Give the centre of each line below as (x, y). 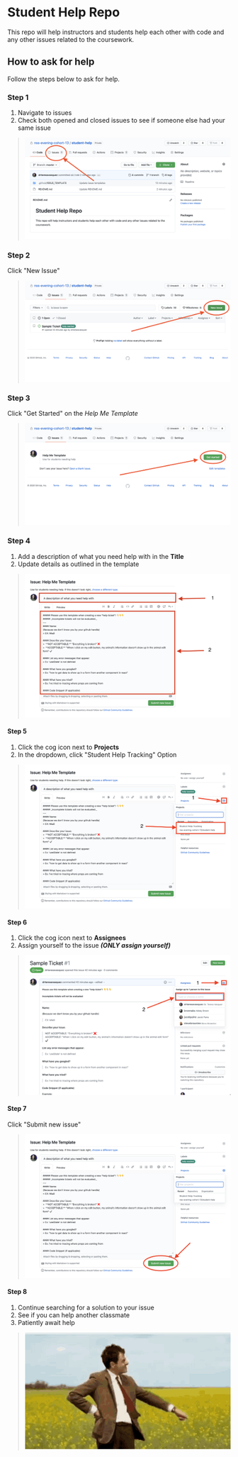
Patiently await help (46, 1323)
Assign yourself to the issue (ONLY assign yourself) (94, 946)
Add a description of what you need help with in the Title (101, 556)
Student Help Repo (64, 12)
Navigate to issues (45, 113)
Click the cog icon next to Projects (68, 747)
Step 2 (19, 255)
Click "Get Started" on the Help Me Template (73, 414)
